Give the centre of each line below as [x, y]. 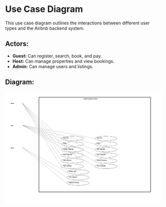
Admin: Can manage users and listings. [53, 66]
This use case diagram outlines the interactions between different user [78, 23]
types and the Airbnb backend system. [45, 28]
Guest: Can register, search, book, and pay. [57, 56]
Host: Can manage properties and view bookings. [63, 61]
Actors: [17, 44]
